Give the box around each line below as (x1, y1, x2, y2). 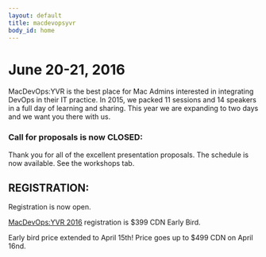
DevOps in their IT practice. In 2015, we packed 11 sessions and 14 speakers (8, 95, 256, 105)
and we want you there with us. (8, 112, 111, 121)
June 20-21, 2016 (8, 60, 125, 79)
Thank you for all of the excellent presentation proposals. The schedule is (8, 150, 249, 159)
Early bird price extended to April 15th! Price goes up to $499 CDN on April (8, 233, 253, 243)
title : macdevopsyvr (8, 19, 77, 27)
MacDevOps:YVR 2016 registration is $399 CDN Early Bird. (8, 217, 201, 227)
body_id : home (8, 26, 56, 34)
